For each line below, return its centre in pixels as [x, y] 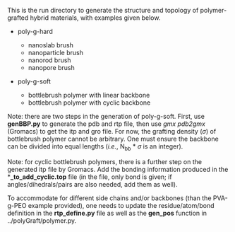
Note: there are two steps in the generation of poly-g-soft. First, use [106, 116]
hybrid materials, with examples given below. [95, 18]
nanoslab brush [51, 45]
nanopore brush [52, 68]
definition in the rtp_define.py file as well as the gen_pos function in [107, 213]
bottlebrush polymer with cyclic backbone [89, 103]
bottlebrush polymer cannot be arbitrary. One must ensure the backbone [113, 139]
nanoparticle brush [55, 53]
